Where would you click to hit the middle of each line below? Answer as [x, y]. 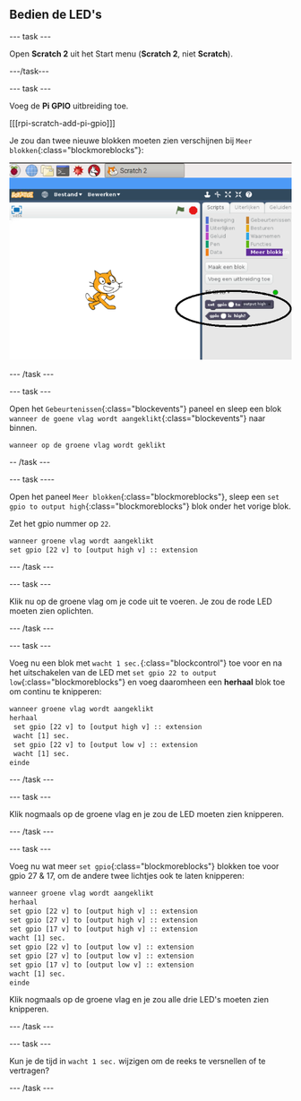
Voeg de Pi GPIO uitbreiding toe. [69, 106]
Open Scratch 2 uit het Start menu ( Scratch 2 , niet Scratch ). [121, 54]
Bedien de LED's [56, 15]
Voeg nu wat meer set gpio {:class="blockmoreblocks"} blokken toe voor [144, 866]
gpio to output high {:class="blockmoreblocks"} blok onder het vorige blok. [150, 506]
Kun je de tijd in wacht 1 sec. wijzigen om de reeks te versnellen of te [138, 1061]
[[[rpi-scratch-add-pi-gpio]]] [62, 123]
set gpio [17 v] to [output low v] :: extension [102, 965]
